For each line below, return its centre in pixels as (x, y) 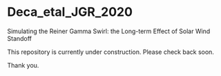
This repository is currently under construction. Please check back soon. (110, 52)
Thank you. (23, 65)
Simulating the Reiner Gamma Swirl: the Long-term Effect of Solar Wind (109, 31)
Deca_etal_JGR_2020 (70, 12)
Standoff (20, 38)
